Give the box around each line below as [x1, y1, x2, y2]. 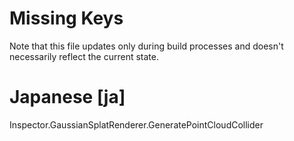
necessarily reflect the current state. [9, 50, 159, 62]
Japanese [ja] [9, 86, 126, 109]
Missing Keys [9, 7, 124, 30]
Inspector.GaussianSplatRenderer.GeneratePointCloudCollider [9, 118, 264, 131]
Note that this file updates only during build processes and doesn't [9, 40, 284, 52]
